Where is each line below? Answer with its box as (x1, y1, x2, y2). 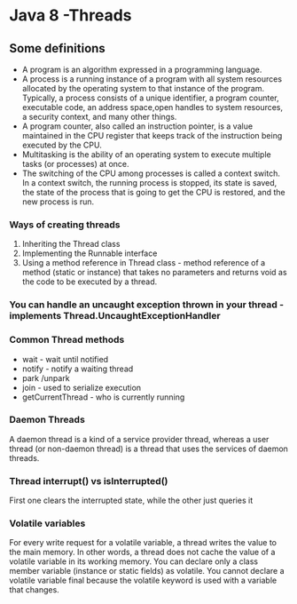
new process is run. (21, 196, 95, 207)
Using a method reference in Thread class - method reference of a (21, 258, 266, 268)
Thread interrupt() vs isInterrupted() (9, 474, 168, 487)
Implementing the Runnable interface (21, 248, 158, 258)
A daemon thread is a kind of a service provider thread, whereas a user (9, 433, 270, 444)
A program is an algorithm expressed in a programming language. (21, 64, 262, 75)
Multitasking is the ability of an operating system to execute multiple (21, 149, 272, 160)
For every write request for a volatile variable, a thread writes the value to (9, 537, 277, 548)
